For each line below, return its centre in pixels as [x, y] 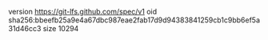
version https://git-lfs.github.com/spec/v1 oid [83, 12]
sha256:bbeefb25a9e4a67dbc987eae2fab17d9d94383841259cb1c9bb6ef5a [134, 20]
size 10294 [61, 28]
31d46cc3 [25, 28]
